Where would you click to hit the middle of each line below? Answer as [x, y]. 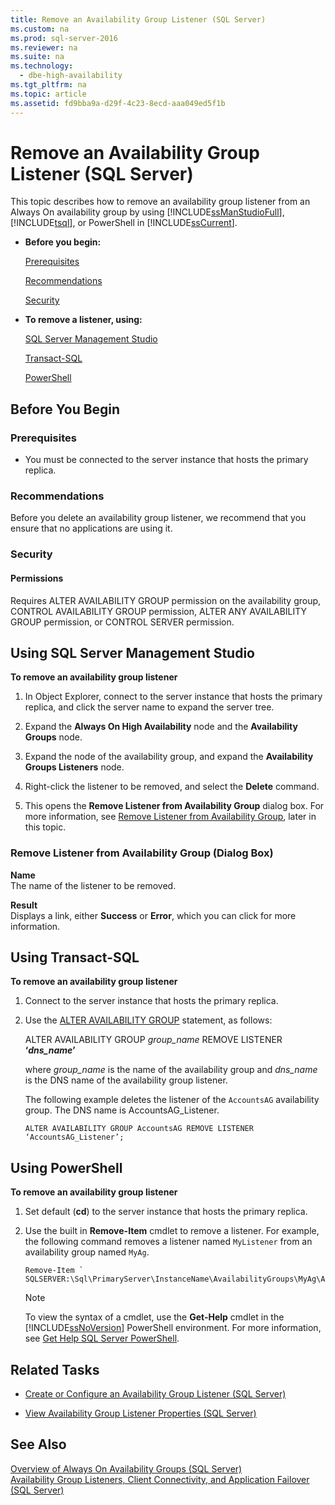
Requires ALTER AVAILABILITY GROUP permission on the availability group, [166, 600]
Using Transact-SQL [75, 957]
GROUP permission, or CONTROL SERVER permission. [122, 622]
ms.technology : [42, 66]
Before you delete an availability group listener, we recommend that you [158, 518]
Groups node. [53, 737]
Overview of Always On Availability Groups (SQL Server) [126, 1468]
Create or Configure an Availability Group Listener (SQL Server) [155, 1394]
